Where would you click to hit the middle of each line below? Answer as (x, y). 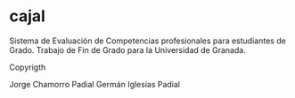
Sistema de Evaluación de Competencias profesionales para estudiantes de (148, 41)
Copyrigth (28, 67)
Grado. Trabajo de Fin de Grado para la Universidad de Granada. (128, 49)
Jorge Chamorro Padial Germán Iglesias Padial (95, 84)
